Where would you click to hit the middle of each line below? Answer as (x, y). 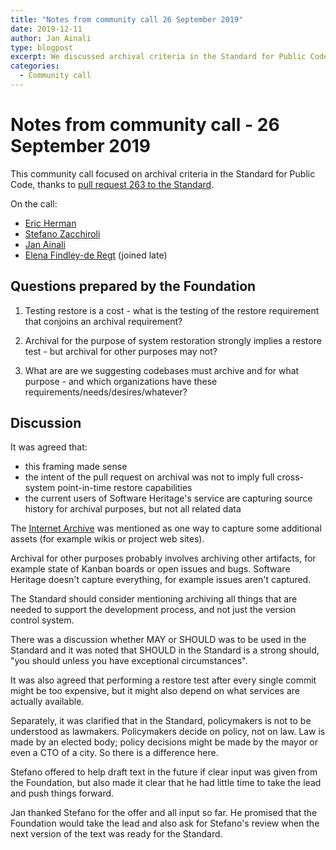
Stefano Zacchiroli (62, 233)
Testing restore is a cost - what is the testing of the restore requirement (172, 310)
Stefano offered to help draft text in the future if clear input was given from (164, 772)
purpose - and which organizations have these (121, 381)
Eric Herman (50, 223)
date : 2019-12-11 (46, 29)
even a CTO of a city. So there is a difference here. (114, 753)
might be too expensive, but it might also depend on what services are (155, 691)
